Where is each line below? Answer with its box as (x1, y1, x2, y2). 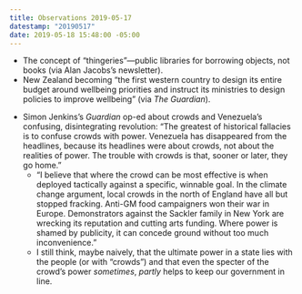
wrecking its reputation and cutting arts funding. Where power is (35, 218, 278, 228)
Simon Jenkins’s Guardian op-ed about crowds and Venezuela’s (22, 111, 263, 123)
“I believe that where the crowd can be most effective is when (35, 169, 268, 180)
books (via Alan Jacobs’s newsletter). (22, 65, 164, 76)
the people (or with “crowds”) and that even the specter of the (35, 257, 270, 268)
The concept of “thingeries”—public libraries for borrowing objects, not (22, 56, 290, 66)
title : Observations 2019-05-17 (9, 13, 132, 23)
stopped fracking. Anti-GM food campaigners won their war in (35, 198, 270, 209)
